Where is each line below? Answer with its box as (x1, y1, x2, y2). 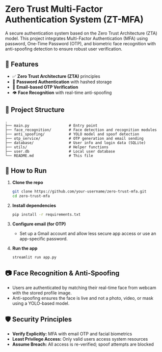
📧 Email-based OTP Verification (12, 84, 79, 90)
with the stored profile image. (12, 289, 72, 296)
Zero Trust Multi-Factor (5, 3, 103, 15)
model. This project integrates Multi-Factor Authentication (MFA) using (5, 35, 148, 41)
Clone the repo (12, 180, 43, 186)
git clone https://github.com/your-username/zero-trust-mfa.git (12, 189, 147, 194)
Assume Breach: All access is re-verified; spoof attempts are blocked (12, 341, 154, 347)
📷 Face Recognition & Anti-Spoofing (5, 269, 120, 278)
